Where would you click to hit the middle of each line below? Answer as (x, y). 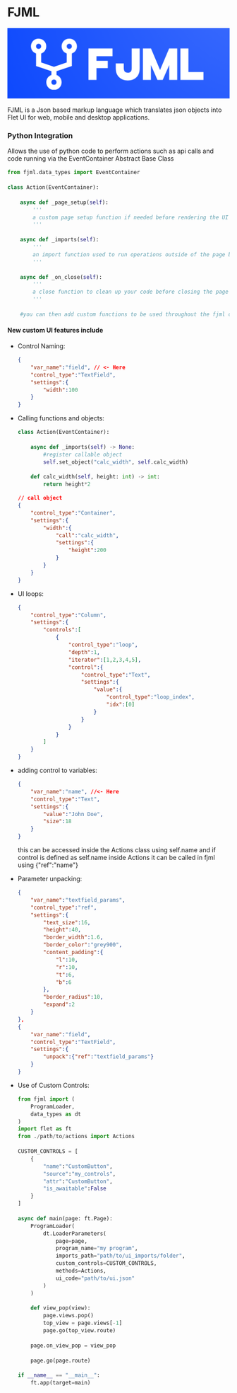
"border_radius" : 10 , (73, 997)
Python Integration (40, 135)
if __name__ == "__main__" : (59, 1375)
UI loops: (31, 594)
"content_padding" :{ (73, 953)
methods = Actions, (81, 1271)
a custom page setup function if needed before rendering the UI (131, 217)
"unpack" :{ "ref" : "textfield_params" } (98, 1057)
